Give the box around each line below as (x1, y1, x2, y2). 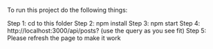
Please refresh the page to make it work (7, 34, 121, 42)
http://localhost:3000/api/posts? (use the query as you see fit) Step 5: (7, 27, 207, 35)
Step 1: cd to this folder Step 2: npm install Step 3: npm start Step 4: (7, 19, 201, 27)
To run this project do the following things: (7, 6, 128, 14)
